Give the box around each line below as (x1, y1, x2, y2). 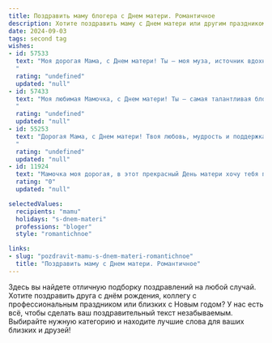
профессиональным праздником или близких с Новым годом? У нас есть (8, 299, 264, 309)
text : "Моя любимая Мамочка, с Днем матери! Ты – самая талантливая (15, 95, 252, 103)
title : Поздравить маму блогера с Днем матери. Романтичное (8, 11, 216, 20)
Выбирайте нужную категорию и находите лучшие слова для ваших (8, 316, 244, 326)
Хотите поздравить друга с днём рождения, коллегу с (8, 290, 197, 300)
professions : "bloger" (15, 222, 92, 231)
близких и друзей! (8, 325, 71, 335)
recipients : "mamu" (15, 208, 82, 216)
